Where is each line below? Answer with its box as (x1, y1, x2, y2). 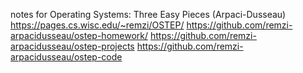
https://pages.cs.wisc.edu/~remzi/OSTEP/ (10, 19, 185, 31)
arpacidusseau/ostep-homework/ (10, 30, 149, 41)
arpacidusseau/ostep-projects (10, 40, 135, 52)
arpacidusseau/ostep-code (10, 51, 123, 63)
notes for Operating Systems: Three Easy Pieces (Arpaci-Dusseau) (10, 9, 287, 20)
